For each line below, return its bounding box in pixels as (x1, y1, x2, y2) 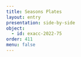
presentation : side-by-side (6, 20, 76, 26)
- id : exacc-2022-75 (11, 31, 62, 37)
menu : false (6, 42, 35, 48)
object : (6, 25, 25, 31)
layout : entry (6, 14, 41, 20)
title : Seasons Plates (6, 8, 62, 15)
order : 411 (6, 36, 33, 42)
